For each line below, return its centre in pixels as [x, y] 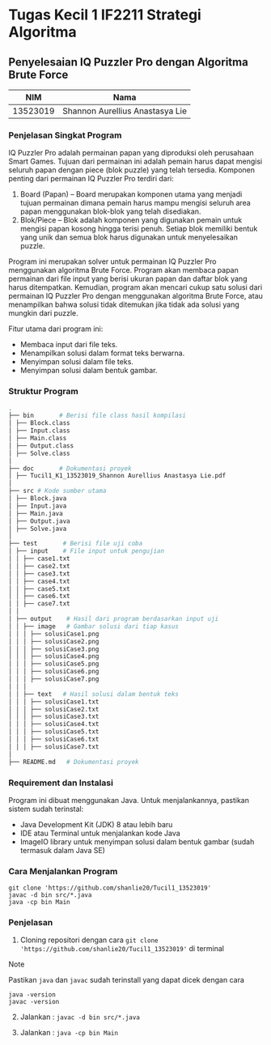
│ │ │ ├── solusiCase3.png [54, 649]
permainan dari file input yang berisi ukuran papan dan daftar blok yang [128, 279]
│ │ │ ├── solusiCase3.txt [54, 717]
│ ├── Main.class [38, 439]
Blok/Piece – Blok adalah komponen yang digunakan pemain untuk [131, 220]
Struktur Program [43, 392]
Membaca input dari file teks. [69, 345]
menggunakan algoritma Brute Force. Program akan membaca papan [123, 270]
